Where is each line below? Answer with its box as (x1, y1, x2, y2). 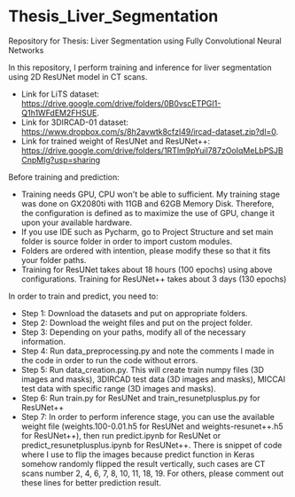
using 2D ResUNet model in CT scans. (8, 71, 148, 82)
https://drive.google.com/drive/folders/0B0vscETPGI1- (20, 97, 221, 108)
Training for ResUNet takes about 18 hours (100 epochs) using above (20, 264, 273, 275)
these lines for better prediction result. (20, 477, 161, 488)
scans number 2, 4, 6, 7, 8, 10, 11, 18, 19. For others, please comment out (20, 468, 284, 478)
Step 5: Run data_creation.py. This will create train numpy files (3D (20, 364, 265, 375)
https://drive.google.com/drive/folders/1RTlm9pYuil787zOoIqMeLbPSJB (20, 144, 284, 156)
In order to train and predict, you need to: (8, 291, 159, 301)
